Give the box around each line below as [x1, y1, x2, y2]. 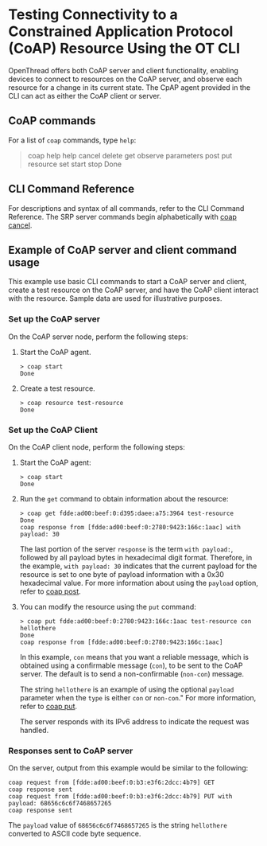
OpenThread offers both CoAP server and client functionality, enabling [8, 65, 238, 75]
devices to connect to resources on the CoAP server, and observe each [8, 74, 242, 84]
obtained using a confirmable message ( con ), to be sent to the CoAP [19, 661, 243, 670]
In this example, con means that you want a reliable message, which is [19, 652, 249, 661]
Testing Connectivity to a [8, 6, 178, 24]
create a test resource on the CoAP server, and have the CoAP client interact [8, 285, 259, 295]
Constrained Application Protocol [8, 22, 234, 41]
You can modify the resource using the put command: [19, 602, 196, 611]
